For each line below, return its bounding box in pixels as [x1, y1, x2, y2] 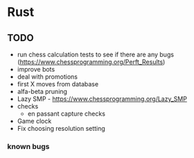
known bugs [7, 141, 50, 151]
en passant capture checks [27, 109, 106, 118]
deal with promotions [17, 72, 78, 81]
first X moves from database [17, 80, 99, 88]
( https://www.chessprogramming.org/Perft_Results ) [17, 58, 166, 66]
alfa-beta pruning [17, 88, 68, 95]
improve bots [17, 65, 55, 73]
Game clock [17, 117, 52, 125]
